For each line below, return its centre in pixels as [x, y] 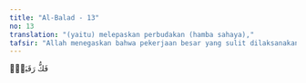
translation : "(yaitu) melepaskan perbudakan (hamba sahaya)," [132, 34]
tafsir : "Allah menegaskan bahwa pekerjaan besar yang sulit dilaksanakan [154, 43]
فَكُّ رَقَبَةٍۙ [29, 69]
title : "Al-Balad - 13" [55, 18]
